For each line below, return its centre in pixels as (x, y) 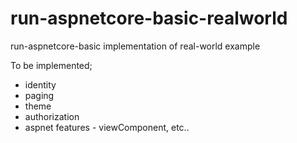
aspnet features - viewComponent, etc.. (107, 127)
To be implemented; (51, 65)
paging (39, 95)
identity (40, 84)
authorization (52, 116)
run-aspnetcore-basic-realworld (149, 18)
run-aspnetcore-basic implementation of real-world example (135, 46)
